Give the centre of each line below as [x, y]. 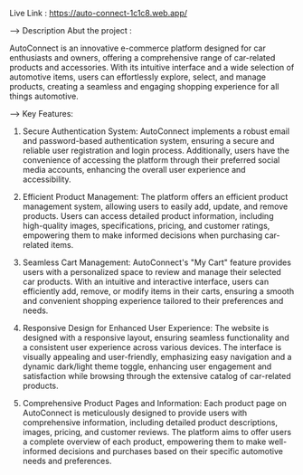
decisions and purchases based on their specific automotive [170, 451]
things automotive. [44, 96]
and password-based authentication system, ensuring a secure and [148, 141]
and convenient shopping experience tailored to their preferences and [153, 301]
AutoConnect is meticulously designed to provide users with [135, 413]
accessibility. [47, 179]
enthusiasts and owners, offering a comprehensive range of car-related [142, 57]
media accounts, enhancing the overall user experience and [134, 170]
